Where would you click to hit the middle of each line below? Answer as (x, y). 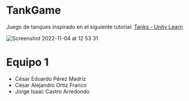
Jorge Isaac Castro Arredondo (52, 91)
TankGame (34, 10)
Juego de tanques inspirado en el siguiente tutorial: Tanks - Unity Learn (94, 27)
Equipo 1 (28, 62)
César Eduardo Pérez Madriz (51, 78)
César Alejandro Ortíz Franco (51, 85)
